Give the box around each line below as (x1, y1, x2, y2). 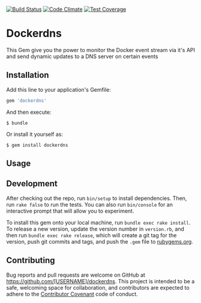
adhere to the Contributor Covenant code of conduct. (6, 290, 138, 298)
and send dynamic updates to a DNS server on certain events (6, 53, 158, 60)
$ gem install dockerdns (6, 142, 68, 148)
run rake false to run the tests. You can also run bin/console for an (6, 201, 173, 208)
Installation (6, 70, 49, 80)
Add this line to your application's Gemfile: (6, 86, 111, 93)
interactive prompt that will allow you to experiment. (6, 207, 134, 214)
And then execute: (6, 108, 52, 116)
